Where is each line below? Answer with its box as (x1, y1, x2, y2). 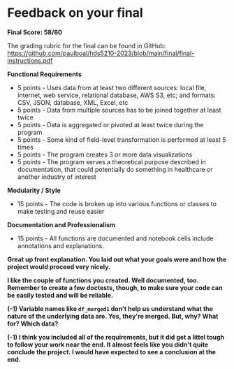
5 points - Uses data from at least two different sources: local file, (17, 83, 207, 92)
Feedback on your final (7, 5, 143, 21)
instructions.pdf (7, 56, 53, 64)
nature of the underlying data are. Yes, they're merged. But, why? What (7, 312, 219, 320)
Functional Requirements (7, 70, 82, 78)
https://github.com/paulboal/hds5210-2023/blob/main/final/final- (7, 49, 195, 57)
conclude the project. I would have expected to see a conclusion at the (7, 347, 217, 356)
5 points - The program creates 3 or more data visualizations (17, 150, 193, 159)
